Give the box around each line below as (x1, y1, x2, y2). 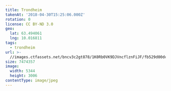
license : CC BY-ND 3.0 (5, 21, 53, 27)
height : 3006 (10, 73, 38, 78)
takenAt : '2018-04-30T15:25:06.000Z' (5, 12, 85, 17)
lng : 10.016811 (10, 36, 42, 41)
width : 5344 (10, 69, 36, 74)
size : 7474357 (5, 59, 36, 64)
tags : (5, 40, 17, 45)
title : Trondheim (5, 7, 42, 13)
